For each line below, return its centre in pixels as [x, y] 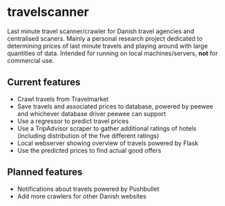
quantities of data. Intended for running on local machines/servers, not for [113, 53]
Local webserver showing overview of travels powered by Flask [108, 143]
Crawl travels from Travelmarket [63, 99]
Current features [44, 83]
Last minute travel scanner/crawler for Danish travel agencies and [101, 31]
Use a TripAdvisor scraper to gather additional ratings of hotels [107, 128]
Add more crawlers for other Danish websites [82, 196]
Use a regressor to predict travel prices [73, 121]
